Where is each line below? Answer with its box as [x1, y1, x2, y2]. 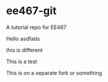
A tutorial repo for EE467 [6, 24, 67, 31]
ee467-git [6, 4, 57, 18]
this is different [6, 46, 43, 54]
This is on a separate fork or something [6, 69, 103, 76]
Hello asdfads [6, 35, 40, 42]
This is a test [6, 58, 37, 65]
